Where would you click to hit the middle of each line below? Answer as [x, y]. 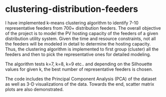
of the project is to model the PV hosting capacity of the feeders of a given [82, 33]
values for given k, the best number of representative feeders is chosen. [79, 69]
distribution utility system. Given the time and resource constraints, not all [81, 39]
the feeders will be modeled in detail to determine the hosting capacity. [78, 44]
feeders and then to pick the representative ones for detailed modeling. [78, 54]
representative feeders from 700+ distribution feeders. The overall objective [83, 28]
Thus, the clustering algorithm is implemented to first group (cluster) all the [82, 49]
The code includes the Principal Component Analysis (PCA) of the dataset [81, 79]
